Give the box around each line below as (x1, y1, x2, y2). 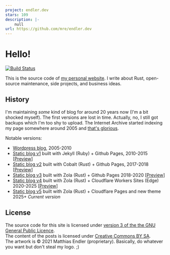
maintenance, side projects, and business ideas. (21, 81, 122, 87)
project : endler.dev (5, 7, 49, 13)
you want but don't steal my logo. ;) (5, 243, 80, 250)
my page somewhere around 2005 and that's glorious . (5, 125, 119, 131)
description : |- (5, 17, 40, 22)
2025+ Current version (12, 193, 61, 199)
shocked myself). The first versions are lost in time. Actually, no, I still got (5, 114, 158, 120)
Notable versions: (5, 135, 42, 141)
